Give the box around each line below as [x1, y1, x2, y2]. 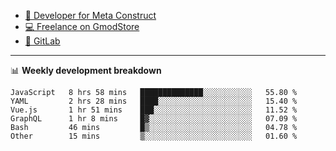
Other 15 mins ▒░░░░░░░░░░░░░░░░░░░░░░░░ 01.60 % [10, 131, 298, 141]
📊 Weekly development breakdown [10, 65, 162, 76]
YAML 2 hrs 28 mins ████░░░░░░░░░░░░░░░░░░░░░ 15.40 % [10, 96, 298, 106]
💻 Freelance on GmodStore [24, 21, 140, 32]
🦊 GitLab [24, 35, 61, 47]
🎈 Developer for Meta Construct [24, 10, 157, 21]
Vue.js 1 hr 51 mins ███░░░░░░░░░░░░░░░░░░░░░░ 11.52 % [10, 105, 298, 115]
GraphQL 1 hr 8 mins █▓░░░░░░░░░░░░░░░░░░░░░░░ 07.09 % [10, 114, 298, 124]
